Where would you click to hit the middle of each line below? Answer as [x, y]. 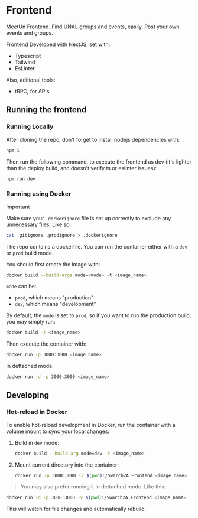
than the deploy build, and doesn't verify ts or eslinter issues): [82, 168]
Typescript [28, 56]
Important [18, 207]
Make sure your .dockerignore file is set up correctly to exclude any [89, 218]
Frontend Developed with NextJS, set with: [58, 44]
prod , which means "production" [54, 298]
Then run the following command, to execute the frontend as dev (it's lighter [99, 162]
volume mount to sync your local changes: [58, 431]
